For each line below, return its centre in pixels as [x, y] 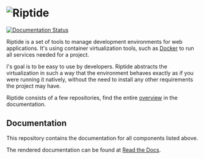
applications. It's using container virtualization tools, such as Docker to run [100, 48]
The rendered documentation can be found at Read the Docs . [84, 150]
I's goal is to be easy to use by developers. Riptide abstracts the [87, 66]
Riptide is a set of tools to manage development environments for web [95, 41]
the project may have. [34, 86]
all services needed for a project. [48, 54]
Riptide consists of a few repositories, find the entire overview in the [92, 97]
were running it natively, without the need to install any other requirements [100, 79]
